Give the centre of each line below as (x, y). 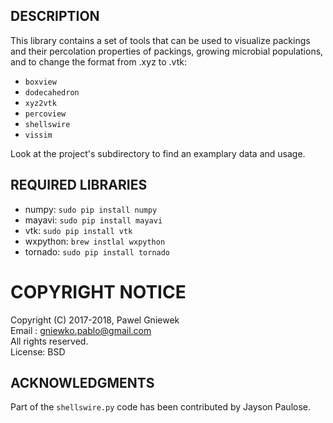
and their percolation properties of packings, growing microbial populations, (167, 51)
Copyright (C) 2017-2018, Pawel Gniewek (95, 320)
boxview (40, 82)
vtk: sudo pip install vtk (78, 230)
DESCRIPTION (55, 16)
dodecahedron (52, 92)
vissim (38, 135)
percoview (45, 114)
